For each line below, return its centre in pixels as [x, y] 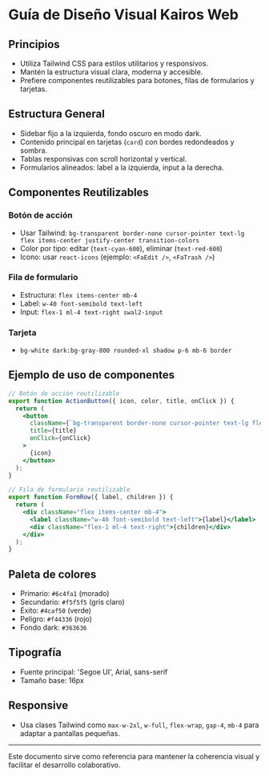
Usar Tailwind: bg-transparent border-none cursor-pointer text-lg [132, 233]
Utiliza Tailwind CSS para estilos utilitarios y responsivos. [114, 63]
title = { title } [53, 431]
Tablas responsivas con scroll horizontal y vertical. [103, 158]
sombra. [34, 150]
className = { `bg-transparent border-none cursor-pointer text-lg [139, 423]
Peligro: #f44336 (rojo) [56, 619]
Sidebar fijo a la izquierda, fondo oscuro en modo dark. [111, 133]
